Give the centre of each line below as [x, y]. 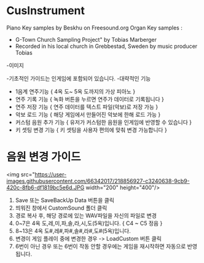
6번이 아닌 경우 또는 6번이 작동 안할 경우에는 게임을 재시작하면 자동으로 [100, 246]
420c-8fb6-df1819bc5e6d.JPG [45, 187]
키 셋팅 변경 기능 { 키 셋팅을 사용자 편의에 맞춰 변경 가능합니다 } [91, 130]
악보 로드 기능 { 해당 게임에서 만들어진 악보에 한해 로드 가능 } [88, 114]
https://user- [51, 174]
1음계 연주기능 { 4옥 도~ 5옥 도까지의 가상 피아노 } [75, 91]
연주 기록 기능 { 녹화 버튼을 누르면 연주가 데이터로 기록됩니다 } [89, 99]
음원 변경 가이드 [44, 157]
